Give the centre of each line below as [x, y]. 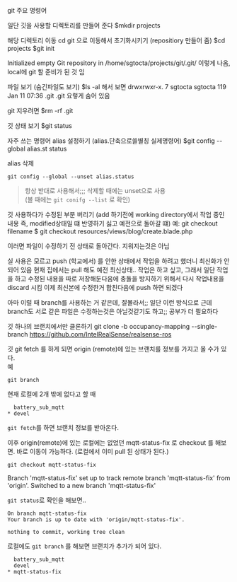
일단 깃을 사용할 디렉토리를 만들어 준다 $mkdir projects [84, 25]
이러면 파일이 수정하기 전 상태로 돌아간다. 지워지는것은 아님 [88, 246]
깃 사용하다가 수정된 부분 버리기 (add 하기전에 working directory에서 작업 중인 [116, 215]
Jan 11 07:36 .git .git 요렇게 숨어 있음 [59, 95]
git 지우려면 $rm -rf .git [40, 111]
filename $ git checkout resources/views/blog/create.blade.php [100, 231]
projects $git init [31, 48]
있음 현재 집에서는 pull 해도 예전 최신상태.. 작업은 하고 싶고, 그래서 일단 [118, 270]
